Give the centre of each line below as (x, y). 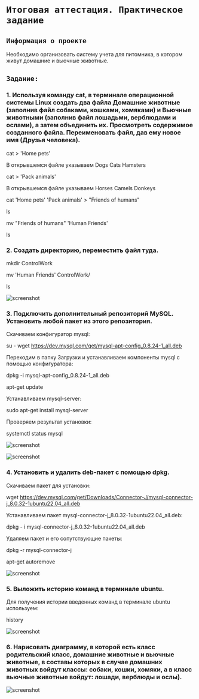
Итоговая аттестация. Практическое (95, 10)
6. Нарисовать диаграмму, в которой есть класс (81, 647)
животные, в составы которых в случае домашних (84, 662)
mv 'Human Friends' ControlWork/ (48, 275)
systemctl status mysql (34, 434)
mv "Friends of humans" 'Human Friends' (57, 223)
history (15, 620)
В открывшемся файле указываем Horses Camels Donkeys (81, 188)
